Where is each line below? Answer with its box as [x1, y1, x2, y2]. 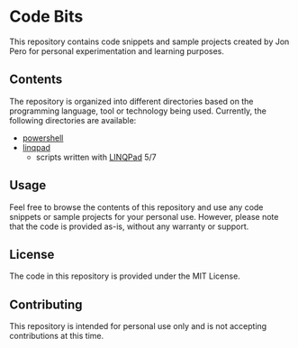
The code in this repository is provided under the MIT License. [9, 270, 240, 281]
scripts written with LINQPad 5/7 [35, 151, 157, 162]
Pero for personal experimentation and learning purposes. [9, 45, 225, 56]
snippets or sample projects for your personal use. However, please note [9, 211, 279, 222]
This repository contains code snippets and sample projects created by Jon [9, 36, 290, 47]
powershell [22, 133, 64, 143]
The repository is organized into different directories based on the [9, 96, 254, 106]
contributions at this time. [9, 331, 104, 342]
